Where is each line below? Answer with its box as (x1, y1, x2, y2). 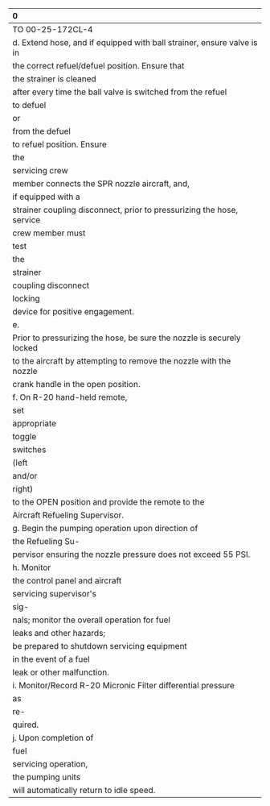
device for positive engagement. (12, 306, 134, 317)
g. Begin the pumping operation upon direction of (12, 523, 198, 534)
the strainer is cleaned (12, 73, 96, 84)
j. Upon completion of (12, 733, 94, 743)
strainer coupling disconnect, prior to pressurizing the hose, (12, 205, 239, 215)
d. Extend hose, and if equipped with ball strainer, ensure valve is (12, 37, 258, 48)
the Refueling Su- (12, 536, 80, 546)
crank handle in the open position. (12, 379, 141, 389)
